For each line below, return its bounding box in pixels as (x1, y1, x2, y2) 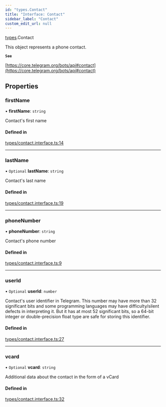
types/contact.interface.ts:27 (5, 336, 64, 342)
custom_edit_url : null (5, 21, 52, 26)
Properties (5, 82, 39, 90)
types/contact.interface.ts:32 (5, 396, 65, 402)
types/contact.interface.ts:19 (5, 200, 64, 206)
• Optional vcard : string (5, 364, 56, 370)
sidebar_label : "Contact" (5, 16, 58, 21)
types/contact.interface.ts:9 (5, 260, 62, 266)
